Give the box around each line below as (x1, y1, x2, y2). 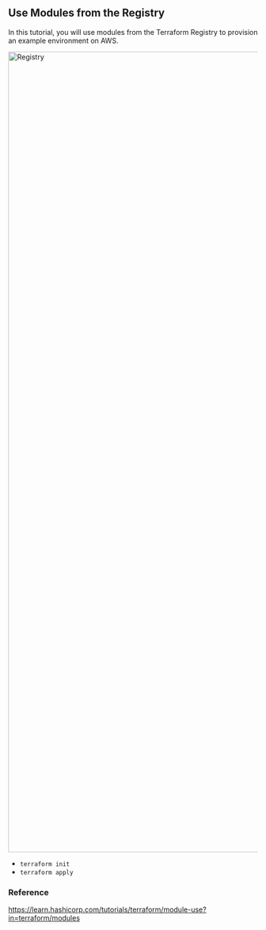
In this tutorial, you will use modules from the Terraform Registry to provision (8, 27, 258, 36)
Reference (8, 886, 49, 898)
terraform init (19, 859, 70, 868)
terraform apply (19, 868, 74, 876)
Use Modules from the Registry (8, 6, 165, 20)
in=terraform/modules (8, 913, 81, 923)
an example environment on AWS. (8, 36, 119, 45)
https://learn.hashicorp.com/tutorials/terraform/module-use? (8, 905, 207, 914)
